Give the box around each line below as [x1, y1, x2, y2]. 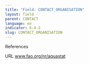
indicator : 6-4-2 [5, 26, 41, 31]
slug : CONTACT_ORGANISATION [5, 30, 63, 35]
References [5, 44, 29, 49]
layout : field [5, 12, 34, 17]
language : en [5, 21, 32, 26]
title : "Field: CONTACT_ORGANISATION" [5, 7, 85, 12]
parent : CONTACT [5, 16, 38, 21]
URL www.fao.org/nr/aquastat [5, 53, 66, 59]
